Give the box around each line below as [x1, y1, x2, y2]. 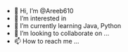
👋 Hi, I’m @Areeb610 [13, 7, 74, 15]
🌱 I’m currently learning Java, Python [13, 22, 122, 30]
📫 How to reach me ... [13, 37, 79, 45]
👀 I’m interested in [13, 14, 67, 22]
